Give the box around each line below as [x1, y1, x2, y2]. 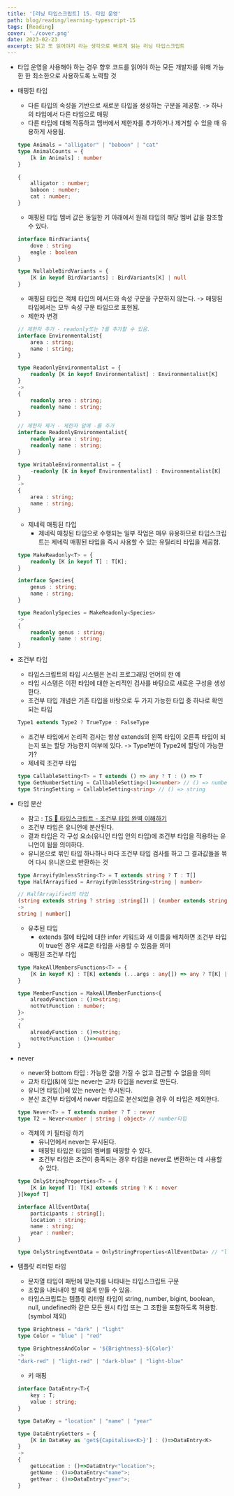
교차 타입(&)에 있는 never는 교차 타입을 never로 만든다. [27, 1077, 179, 1086]
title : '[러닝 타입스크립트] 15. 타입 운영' [7, 10, 122, 17]
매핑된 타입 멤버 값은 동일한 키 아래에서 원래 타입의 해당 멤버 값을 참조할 [27, 213, 224, 221]
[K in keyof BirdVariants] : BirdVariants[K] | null [30, 274, 187, 282]
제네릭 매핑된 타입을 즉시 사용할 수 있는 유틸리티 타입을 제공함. [51, 538, 221, 546]
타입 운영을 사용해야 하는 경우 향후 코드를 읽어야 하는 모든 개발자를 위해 [17, 63, 212, 71]
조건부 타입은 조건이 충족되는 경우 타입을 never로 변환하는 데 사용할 [38, 1155, 222, 1164]
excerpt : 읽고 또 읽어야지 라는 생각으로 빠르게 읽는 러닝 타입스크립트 [7, 43, 185, 50]
